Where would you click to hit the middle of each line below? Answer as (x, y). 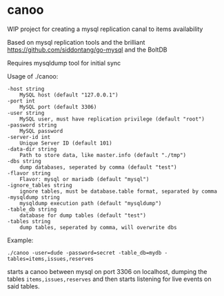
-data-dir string (32, 149)
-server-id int (29, 137)
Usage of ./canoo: (33, 76)
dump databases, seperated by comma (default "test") (98, 167)
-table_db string (32, 209)
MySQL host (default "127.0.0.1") (69, 95)
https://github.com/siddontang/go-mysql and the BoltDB (87, 50)
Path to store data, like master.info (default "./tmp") (103, 155)
